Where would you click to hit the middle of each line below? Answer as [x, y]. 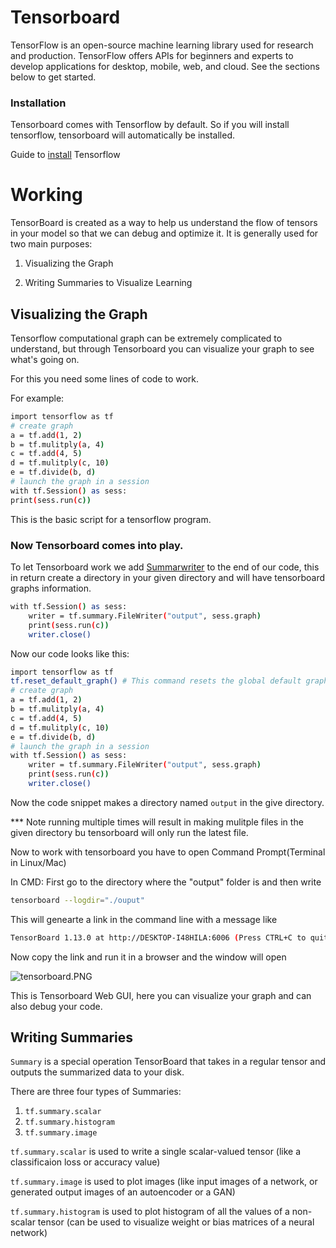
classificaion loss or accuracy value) [85, 1162]
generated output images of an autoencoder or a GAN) [123, 1192]
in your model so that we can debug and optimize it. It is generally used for [164, 233]
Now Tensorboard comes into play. [97, 545]
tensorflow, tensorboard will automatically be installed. [122, 135]
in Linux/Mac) [38, 862]
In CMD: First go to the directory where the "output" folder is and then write [166, 882]
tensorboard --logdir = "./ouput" [77, 900]
